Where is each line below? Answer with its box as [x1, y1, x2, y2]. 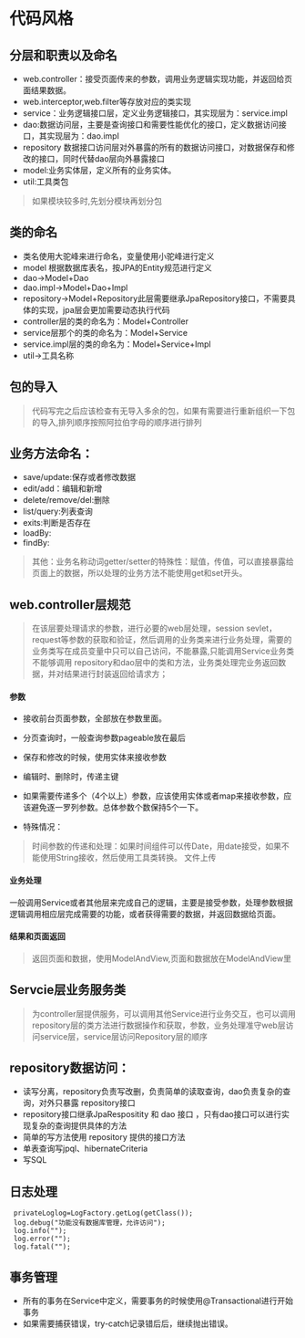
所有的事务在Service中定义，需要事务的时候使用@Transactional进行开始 [22, 1295, 294, 1306]
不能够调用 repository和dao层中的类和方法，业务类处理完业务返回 [31, 657, 279, 668]
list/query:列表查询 [22, 506, 93, 517]
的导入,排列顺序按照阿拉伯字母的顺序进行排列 [31, 416, 202, 427]
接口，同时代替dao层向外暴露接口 [38, 153, 166, 164]
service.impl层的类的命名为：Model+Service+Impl [22, 339, 211, 350]
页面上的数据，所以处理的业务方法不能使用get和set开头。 [31, 568, 248, 579]
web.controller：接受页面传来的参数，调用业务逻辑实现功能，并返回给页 [22, 74, 293, 84]
